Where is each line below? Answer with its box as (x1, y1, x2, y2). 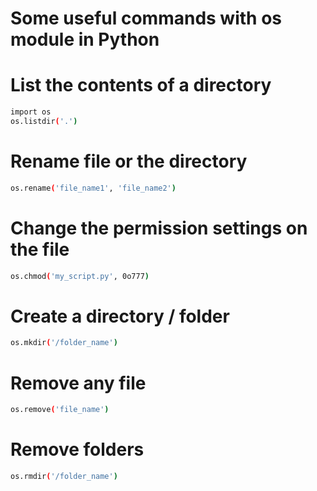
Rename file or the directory (10, 150, 248, 173)
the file (10, 238, 70, 261)
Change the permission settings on (10, 217, 308, 239)
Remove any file (10, 372, 147, 394)
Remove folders (10, 438, 145, 461)
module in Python (10, 28, 160, 51)
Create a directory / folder (10, 305, 230, 327)
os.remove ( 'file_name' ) (10, 405, 110, 415)
